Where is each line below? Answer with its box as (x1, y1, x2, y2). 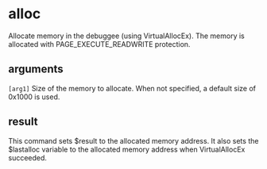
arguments (8, 63, 64, 76)
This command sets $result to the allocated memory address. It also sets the (8, 136, 259, 145)
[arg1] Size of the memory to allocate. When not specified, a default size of (8, 83, 257, 93)
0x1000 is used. (8, 92, 60, 102)
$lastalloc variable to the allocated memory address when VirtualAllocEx (8, 144, 246, 154)
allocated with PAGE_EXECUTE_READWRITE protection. (8, 39, 191, 48)
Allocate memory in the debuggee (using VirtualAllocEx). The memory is (8, 31, 245, 40)
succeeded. (8, 152, 48, 163)
